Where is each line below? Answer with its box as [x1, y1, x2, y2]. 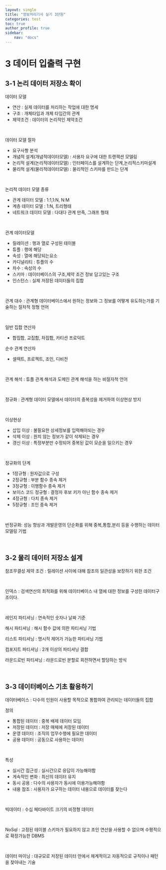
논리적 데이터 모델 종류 [5, 186, 49, 192]
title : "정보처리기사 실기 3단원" [5, 12, 66, 17]
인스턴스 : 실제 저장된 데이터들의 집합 [12, 277, 84, 283]
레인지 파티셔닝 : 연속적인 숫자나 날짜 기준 [5, 615, 86, 621]
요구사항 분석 [12, 147, 38, 153]
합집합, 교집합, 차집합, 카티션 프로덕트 [12, 335, 85, 341]
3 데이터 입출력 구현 [5, 58, 81, 70]
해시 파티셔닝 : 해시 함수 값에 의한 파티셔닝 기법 [5, 625, 97, 631]
